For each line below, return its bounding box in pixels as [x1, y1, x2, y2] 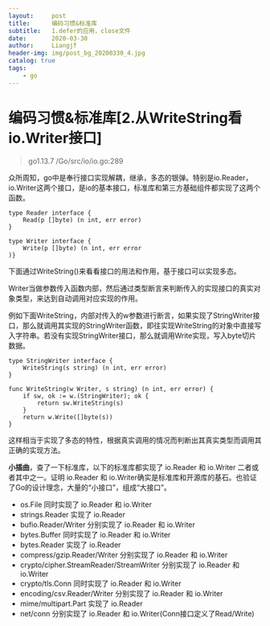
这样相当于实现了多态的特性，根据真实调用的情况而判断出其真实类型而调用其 [8, 435, 262, 445]
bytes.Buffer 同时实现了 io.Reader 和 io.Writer [19, 529, 171, 539]
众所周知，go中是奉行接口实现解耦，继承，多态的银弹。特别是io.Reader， [8, 172, 253, 182]
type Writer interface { [8, 237, 92, 245]
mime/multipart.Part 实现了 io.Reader [19, 599, 143, 608]
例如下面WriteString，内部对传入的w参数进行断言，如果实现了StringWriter [8, 311, 253, 320]
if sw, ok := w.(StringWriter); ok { [22, 392, 149, 400]
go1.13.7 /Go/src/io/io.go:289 [27, 156, 124, 166]
